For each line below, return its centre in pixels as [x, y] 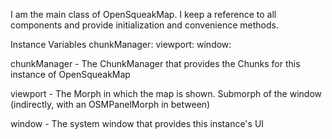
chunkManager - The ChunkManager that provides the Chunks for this [155, 63]
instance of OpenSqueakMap [70, 74]
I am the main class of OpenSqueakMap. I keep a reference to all [143, 14]
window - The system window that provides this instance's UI [137, 123]
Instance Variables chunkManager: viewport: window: [121, 44]
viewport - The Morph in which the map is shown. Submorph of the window [166, 93]
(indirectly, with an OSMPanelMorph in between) [110, 104]
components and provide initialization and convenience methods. [144, 25]
